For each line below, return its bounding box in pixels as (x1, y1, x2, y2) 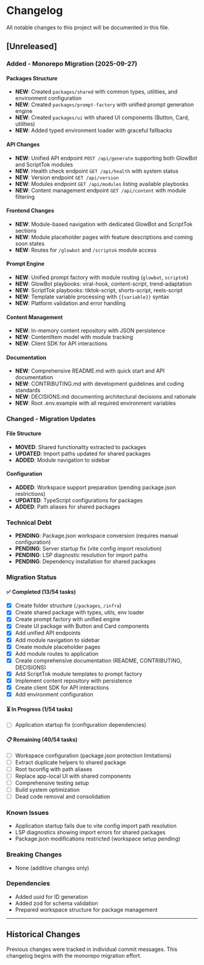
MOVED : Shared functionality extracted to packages (15, 443, 147, 450)
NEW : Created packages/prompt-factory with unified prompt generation (15, 101, 194, 108)
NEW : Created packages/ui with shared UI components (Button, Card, (15, 114, 189, 122)
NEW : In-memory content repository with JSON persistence (15, 327, 166, 334)
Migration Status (6, 573, 57, 582)
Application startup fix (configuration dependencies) (15, 721, 147, 729)
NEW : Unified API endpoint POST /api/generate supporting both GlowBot (15, 154, 197, 162)
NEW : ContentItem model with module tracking (15, 334, 134, 341)
